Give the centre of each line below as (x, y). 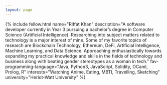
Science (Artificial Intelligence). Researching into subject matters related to (82, 34)
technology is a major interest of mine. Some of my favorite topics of (76, 40)
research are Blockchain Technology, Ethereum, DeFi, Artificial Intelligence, (83, 45)
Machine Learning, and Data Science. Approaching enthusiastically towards (83, 50)
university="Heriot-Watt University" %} (46, 77)
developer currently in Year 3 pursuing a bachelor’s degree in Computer (79, 29)
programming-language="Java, (37, 66)
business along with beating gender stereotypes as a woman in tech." (77, 61)
